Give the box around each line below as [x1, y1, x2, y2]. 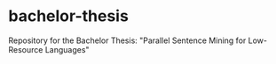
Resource [8, 44, 43, 54]
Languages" [44, 44, 90, 54]
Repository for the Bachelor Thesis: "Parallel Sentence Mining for [8, 35, 247, 46]
